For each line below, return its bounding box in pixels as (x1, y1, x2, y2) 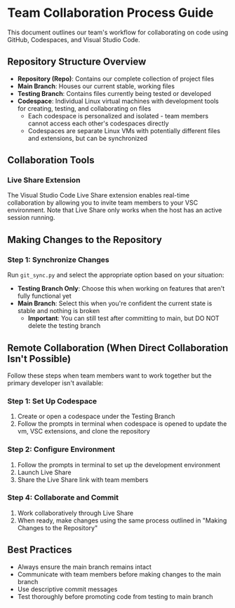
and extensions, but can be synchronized (27, 134, 148, 142)
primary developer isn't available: (7, 378, 104, 387)
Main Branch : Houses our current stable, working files (17, 82, 175, 90)
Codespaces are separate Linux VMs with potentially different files (27, 126, 221, 134)
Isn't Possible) (7, 352, 72, 365)
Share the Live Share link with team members (17, 475, 149, 484)
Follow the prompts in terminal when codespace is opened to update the (17, 420, 227, 428)
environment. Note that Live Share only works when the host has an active (7, 206, 222, 214)
